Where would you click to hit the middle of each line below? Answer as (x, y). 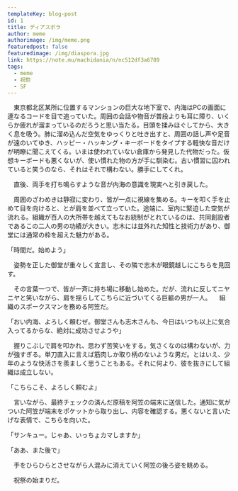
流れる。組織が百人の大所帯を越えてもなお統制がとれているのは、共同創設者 (119, 218)
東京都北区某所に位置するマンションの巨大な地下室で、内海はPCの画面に (120, 108)
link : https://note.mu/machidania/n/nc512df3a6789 (84, 60)
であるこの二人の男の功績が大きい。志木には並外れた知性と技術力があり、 (116, 226)
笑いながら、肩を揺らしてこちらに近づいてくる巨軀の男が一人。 (119, 298)
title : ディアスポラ (34, 27)
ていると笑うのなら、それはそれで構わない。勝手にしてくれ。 (97, 169)
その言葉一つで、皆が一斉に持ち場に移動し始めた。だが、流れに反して (115, 289)
